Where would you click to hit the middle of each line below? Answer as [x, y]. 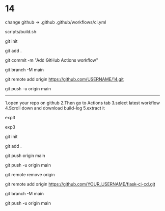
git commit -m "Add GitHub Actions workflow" [52, 60]
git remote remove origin [30, 174]
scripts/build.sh [21, 31]
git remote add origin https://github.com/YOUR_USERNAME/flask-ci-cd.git [80, 184]
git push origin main [25, 156]
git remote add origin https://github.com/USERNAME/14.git [65, 79]
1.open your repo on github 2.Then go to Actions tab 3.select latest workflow [82, 103]
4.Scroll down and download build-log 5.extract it [55, 108]
